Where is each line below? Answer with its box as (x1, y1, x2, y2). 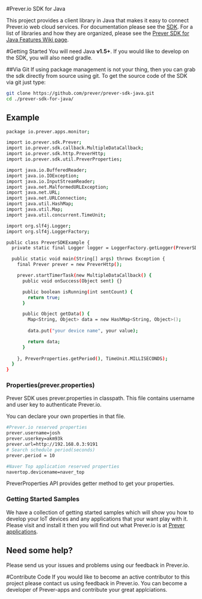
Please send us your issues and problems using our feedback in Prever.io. (6, 561, 189, 569)
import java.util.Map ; (6, 206, 63, 213)
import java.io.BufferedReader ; (6, 167, 87, 173)
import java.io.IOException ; (6, 173, 79, 179)
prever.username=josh (6, 430, 61, 436)
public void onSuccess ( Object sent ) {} (22, 277, 122, 284)
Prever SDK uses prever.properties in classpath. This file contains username (6, 395, 195, 402)
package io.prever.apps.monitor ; (6, 128, 90, 135)
